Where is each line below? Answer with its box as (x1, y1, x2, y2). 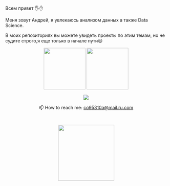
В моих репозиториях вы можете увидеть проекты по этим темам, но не (5, 32, 165, 38)
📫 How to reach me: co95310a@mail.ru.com (38, 105, 134, 110)
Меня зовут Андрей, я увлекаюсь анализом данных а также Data (5, 17, 148, 23)
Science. (5, 22, 24, 28)
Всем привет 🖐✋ (5, 5, 44, 11)
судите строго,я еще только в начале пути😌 (5, 38, 103, 43)
